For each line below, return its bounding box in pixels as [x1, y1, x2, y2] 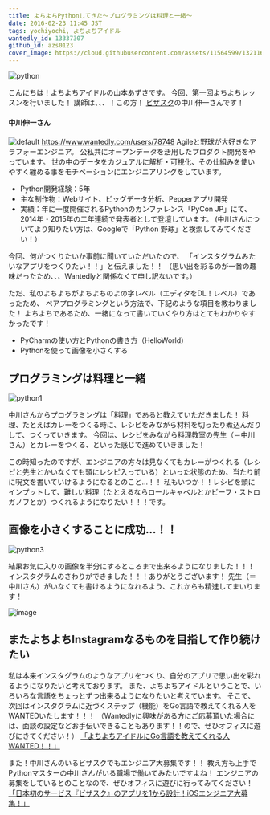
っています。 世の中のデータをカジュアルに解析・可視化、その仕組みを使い [8, 157, 256, 167]
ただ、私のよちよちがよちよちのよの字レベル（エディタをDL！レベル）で [8, 288, 249, 298]
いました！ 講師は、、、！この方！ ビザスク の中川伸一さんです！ [35, 98, 245, 107]
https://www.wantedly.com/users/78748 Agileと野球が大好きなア [41, 137, 257, 147]
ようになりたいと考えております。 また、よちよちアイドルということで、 [14, 680, 255, 691]
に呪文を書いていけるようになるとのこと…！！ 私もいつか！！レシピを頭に [8, 477, 256, 487]
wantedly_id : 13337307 [8, 34, 84, 43]
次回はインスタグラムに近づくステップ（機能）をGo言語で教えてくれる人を [8, 700, 257, 711]
